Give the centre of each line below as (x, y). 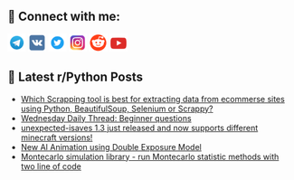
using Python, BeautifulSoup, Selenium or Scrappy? (117, 109)
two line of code (51, 166)
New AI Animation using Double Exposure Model (111, 147)
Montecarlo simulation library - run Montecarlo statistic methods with (150, 156)
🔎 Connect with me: (64, 17)
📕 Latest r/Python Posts (76, 77)
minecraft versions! (57, 137)
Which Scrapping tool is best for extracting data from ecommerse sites (152, 99)
